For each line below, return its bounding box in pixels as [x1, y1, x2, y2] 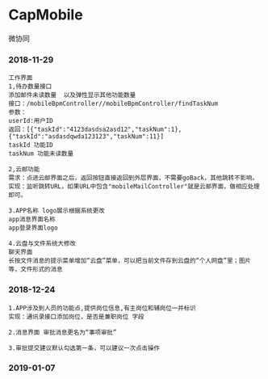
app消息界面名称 [8, 216, 56, 224]
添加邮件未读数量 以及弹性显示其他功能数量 [8, 91, 136, 99]
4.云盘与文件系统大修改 [8, 240, 77, 248]
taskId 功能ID [8, 141, 54, 149]
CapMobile [8, 6, 83, 24]
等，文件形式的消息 [8, 265, 63, 274]
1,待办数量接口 [8, 82, 52, 91]
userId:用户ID [8, 117, 54, 125]
